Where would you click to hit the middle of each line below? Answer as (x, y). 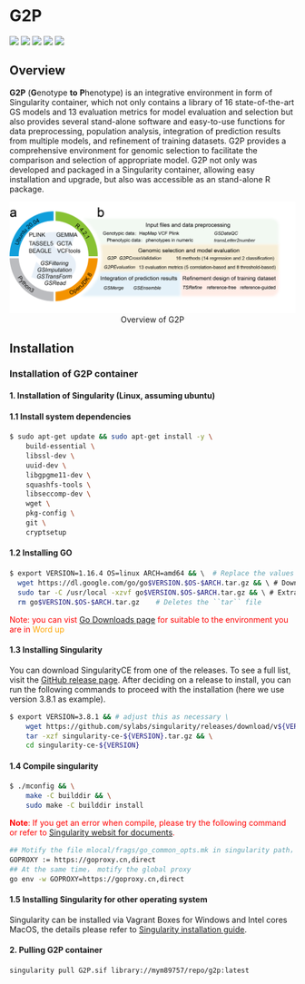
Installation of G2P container (74, 374)
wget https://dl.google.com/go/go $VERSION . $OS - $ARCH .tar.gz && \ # (148, 583)
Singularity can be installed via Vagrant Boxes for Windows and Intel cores (148, 920)
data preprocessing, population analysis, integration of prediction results (145, 131)
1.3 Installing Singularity (56, 650)
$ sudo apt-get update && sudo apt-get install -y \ (111, 437)
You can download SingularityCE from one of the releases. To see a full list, (150, 670)
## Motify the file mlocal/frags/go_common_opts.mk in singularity (140, 851)
